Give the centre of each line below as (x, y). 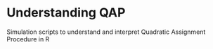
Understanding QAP (66, 13)
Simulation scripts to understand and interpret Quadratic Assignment (106, 32)
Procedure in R (28, 39)
